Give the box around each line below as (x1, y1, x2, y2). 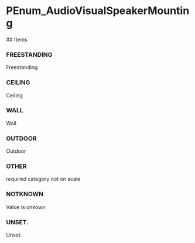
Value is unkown (6, 203, 46, 210)
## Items (6, 36, 28, 43)
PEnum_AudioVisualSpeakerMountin (6, 4, 190, 18)
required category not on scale (6, 176, 81, 183)
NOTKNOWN (6, 190, 44, 198)
